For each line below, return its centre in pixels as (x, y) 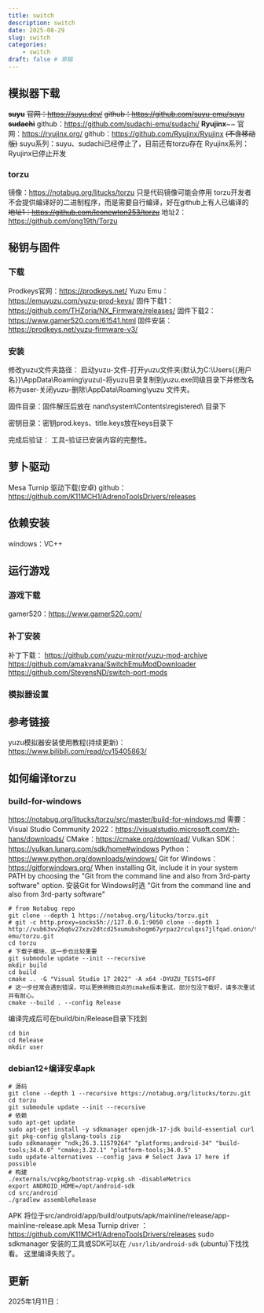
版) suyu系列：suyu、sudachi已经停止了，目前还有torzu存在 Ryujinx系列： (129, 144)
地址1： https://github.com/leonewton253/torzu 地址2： (97, 212)
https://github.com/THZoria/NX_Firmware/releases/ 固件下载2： (112, 310)
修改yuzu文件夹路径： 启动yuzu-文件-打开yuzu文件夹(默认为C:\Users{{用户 (130, 369)
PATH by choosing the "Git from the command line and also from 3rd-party (129, 876)
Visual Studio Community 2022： (62, 829)
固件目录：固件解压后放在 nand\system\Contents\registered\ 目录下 (117, 406)
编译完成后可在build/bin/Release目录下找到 (78, 1018)
